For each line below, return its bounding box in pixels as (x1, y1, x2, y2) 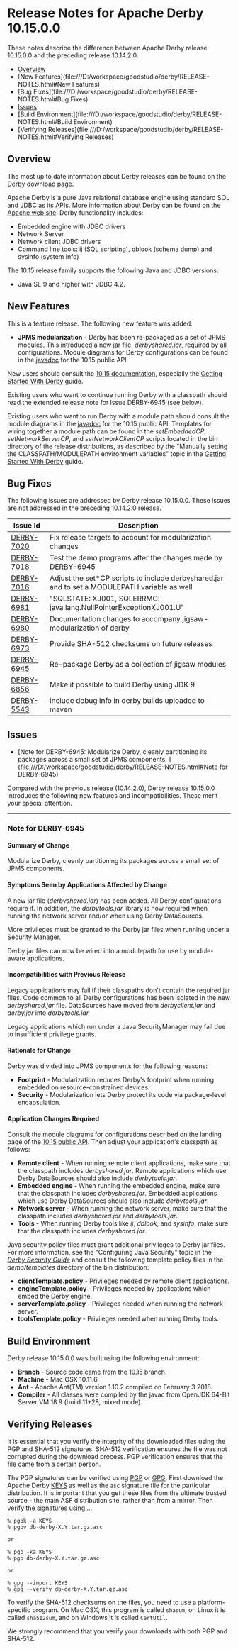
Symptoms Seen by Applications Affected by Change (7, 880, 168, 889)
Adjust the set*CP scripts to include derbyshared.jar (49, 573, 224, 583)
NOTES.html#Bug (17, 94, 69, 104)
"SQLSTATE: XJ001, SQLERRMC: (49, 594, 160, 604)
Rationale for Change (7, 1046, 72, 1055)
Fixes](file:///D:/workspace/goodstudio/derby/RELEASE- (33, 87, 198, 96)
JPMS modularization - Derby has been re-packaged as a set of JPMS (17, 333, 226, 341)
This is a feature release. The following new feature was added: (7, 319, 193, 328)
